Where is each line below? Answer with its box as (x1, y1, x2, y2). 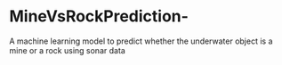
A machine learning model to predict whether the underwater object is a (9, 36, 273, 46)
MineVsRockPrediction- (9, 6, 189, 27)
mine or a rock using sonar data (9, 45, 126, 55)
